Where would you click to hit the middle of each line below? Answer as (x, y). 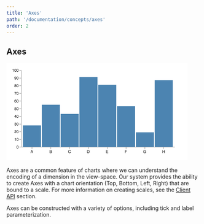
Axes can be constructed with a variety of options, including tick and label (100, 208)
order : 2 (18, 26)
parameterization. (29, 215)
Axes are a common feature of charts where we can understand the (92, 170)
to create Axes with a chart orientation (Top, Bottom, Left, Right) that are (98, 183)
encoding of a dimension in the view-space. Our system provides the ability (102, 177)
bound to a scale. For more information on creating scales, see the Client (99, 190)
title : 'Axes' (25, 13)
